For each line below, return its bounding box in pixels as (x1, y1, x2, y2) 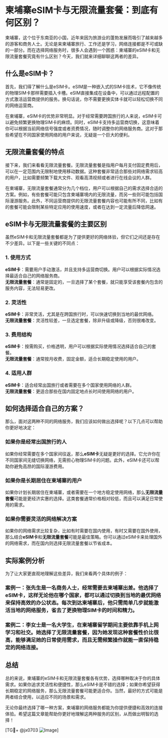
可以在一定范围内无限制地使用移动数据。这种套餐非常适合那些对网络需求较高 (5, 168, 163, 174)
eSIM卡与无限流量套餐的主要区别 (5, 219, 107, 228)
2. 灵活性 (5, 298, 27, 305)
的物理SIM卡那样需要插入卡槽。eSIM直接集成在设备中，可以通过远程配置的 (5, 89, 159, 95)
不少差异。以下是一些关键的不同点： (5, 240, 80, 246)
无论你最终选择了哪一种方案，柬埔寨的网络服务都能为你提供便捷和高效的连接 (5, 704, 163, 710)
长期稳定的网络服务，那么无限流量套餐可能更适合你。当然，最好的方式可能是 (5, 687, 163, 693)
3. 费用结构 (5, 331, 32, 338)
